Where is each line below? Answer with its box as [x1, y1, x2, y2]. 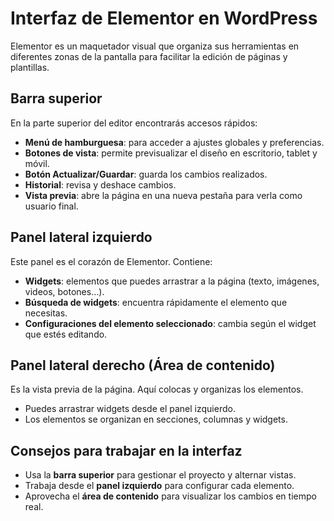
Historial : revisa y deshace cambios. [24, 178, 177, 191]
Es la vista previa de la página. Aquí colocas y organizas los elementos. [10, 383, 304, 396]
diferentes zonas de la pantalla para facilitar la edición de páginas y [10, 50, 288, 62]
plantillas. [10, 61, 50, 73]
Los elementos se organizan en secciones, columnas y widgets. [24, 413, 288, 426]
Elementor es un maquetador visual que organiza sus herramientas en [10, 40, 300, 52]
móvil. [24, 157, 50, 169]
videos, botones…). [24, 285, 105, 297]
